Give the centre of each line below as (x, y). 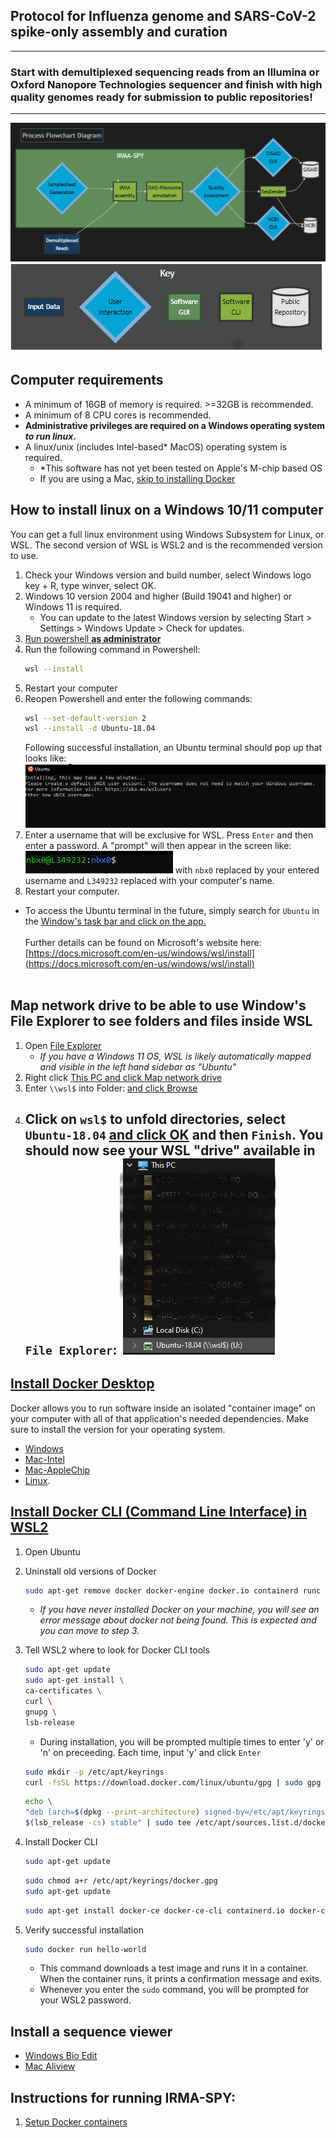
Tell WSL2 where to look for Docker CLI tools (117, 1650)
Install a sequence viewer (91, 2031)
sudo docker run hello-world (85, 1949)
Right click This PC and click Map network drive (123, 1077)
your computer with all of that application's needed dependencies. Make (160, 1418)
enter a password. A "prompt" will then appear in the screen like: (158, 845)
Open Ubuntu (52, 1551)
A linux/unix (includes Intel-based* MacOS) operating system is (156, 446)
